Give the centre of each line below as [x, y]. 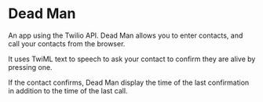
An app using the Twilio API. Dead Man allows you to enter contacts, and [126, 35]
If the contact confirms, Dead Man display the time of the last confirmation [129, 82]
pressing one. [30, 67]
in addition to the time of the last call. [68, 90]
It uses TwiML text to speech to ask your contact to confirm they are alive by [132, 59]
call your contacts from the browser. [67, 43]
